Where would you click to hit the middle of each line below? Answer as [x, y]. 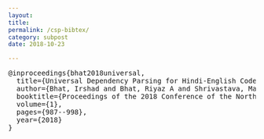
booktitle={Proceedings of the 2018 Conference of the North [136, 97]
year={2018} [39, 120]
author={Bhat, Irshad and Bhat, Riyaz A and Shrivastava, [130, 89]
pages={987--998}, [52, 112]
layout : [21, 15]
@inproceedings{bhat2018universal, [77, 73]
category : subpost [38, 37]
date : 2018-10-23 [37, 45]
